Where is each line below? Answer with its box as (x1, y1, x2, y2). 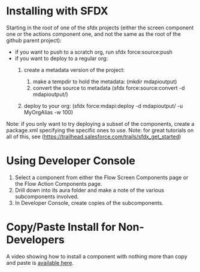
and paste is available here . (6, 259, 74, 266)
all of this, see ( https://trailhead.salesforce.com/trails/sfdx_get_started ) (6, 133, 181, 140)
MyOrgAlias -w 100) (23, 108, 74, 116)
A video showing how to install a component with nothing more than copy (6, 253, 187, 260)
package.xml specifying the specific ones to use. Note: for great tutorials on (6, 126, 194, 134)
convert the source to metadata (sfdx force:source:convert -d (32, 84, 185, 91)
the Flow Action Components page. (14, 180, 102, 187)
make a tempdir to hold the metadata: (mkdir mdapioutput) (32, 78, 177, 85)
